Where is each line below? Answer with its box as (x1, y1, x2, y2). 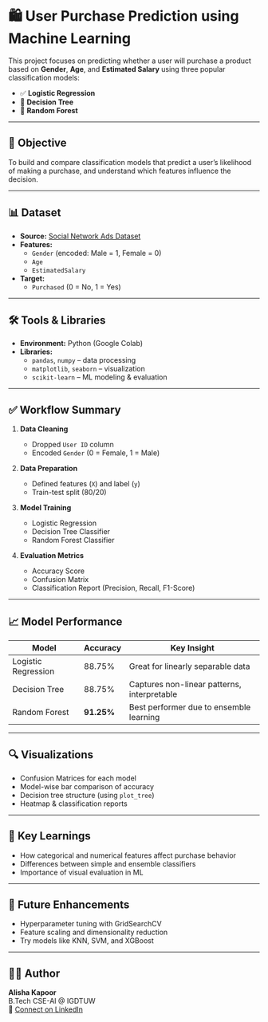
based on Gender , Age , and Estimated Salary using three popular (8, 64, 226, 73)
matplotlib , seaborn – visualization (31, 364, 145, 374)
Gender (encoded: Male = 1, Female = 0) (31, 248, 162, 257)
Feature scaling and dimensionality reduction (19, 927, 168, 937)
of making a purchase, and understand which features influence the (8, 166, 231, 175)
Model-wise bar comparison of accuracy (19, 781, 154, 791)
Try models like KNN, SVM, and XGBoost (19, 936, 154, 945)
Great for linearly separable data (128, 661, 250, 671)
